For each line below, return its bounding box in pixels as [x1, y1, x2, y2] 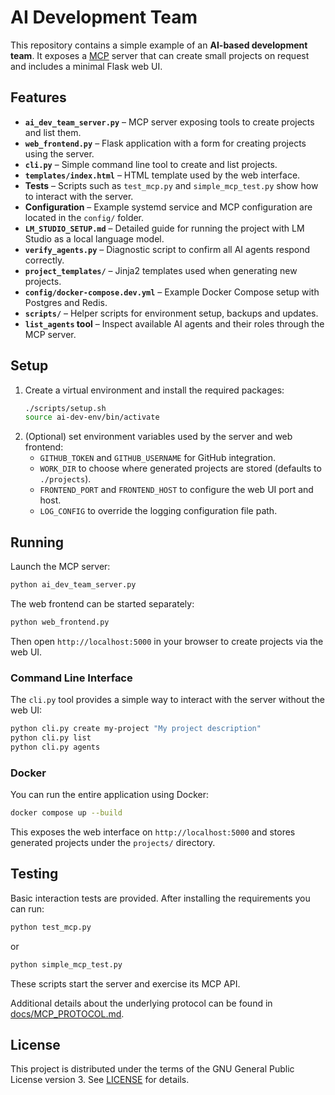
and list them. [24, 126, 82, 138]
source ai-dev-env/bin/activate [24, 412, 160, 423]
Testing [10, 866, 59, 883]
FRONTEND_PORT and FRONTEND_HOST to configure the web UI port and [39, 484, 314, 496]
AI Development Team [10, 6, 198, 29]
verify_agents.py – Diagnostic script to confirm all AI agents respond [24, 243, 311, 255]
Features [10, 89, 67, 106]
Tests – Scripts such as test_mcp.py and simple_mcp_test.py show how [24, 179, 319, 191]
